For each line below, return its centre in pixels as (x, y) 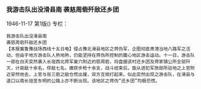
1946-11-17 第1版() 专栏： (37, 24)
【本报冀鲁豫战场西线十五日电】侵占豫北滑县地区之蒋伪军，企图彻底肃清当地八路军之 (96, 49)
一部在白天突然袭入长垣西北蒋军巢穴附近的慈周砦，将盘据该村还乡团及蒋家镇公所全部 (96, 62)
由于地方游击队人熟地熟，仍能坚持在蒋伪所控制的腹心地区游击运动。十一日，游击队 (107, 55)
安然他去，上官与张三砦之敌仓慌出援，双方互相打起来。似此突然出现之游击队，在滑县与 (103, 75)
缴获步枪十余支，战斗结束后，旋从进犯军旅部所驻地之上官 (130, 68)
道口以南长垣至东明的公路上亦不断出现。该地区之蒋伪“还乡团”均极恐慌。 (83, 81)
